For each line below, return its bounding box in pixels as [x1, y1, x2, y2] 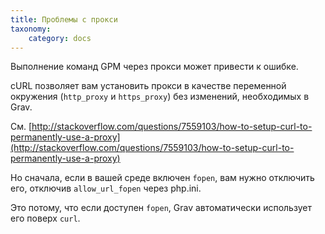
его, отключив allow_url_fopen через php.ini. [10, 182, 202, 195]
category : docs [28, 33, 92, 43]
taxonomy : [10, 24, 52, 34]
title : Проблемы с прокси [10, 14, 118, 25]
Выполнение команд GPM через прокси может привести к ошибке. [10, 61, 299, 73]
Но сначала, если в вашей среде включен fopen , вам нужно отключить [10, 172, 315, 184]
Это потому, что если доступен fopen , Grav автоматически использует [10, 202, 312, 214]
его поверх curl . [10, 212, 81, 225]
